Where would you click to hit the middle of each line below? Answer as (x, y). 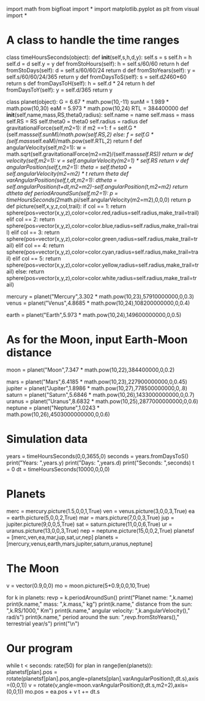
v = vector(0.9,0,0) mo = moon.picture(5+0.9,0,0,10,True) (78, 585)
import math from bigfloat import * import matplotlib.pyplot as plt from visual (103, 9)
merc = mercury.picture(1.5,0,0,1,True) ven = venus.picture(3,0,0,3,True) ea (101, 511)
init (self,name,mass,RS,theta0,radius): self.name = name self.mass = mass (100, 115)
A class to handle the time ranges (93, 40)
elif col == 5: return (36, 258)
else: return (30, 271)
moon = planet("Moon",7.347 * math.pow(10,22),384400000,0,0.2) (91, 370)
